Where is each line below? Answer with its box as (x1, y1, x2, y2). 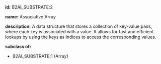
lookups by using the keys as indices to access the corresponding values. (5, 34, 157, 40)
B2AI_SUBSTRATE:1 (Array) (12, 53, 69, 59)
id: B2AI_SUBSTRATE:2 (5, 4, 53, 10)
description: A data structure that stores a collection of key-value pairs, (5, 23, 153, 29)
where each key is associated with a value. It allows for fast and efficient (5, 29, 154, 34)
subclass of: (5, 44, 31, 49)
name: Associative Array (5, 14, 56, 19)
